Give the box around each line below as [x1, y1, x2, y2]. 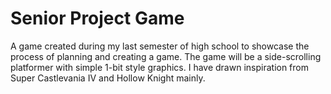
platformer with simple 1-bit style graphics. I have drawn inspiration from [10, 61, 309, 73]
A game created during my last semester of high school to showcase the [10, 40, 310, 52]
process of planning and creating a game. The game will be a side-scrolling [10, 50, 322, 62]
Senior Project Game [10, 7, 185, 30]
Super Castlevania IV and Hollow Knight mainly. [10, 72, 206, 84]
